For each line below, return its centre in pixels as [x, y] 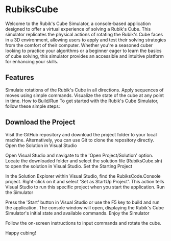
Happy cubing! [21, 233]
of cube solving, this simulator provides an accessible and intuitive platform [85, 56]
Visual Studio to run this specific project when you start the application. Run [85, 187]
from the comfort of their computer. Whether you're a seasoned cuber [79, 45]
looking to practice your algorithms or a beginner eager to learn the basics [83, 51]
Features [20, 78]
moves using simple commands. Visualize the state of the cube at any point [85, 95]
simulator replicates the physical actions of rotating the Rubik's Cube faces [84, 34]
